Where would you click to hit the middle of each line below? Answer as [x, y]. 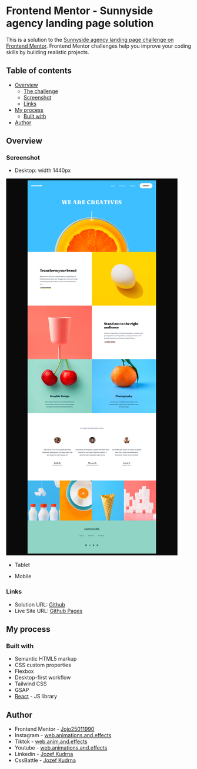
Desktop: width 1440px [43, 170]
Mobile [23, 576]
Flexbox [24, 671]
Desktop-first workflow [43, 678]
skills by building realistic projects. [48, 52]
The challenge [41, 91]
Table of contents [39, 71]
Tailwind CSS [31, 684]
